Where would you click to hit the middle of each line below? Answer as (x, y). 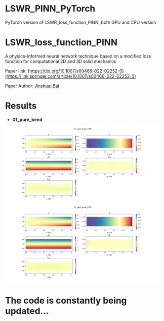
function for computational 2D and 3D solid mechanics (61, 61)
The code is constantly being (66, 301)
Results (21, 106)
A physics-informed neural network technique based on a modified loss (78, 56)
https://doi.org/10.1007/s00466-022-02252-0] (77, 71)
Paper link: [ (17, 71)
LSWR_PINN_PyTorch (50, 9)
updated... (27, 311)
